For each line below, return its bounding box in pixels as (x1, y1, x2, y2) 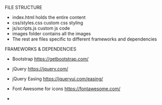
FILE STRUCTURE (5, 5, 42, 10)
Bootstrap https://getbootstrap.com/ (12, 56, 89, 62)
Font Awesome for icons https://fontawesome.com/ (12, 86, 121, 92)
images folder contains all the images (12, 31, 91, 36)
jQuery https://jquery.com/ (12, 66, 68, 72)
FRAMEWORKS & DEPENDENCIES (5, 46, 77, 52)
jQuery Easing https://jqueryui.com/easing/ (12, 76, 103, 81)
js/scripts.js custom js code (12, 25, 70, 31)
